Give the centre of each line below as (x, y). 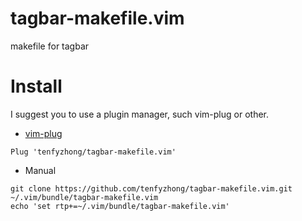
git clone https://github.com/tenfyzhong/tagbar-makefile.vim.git (151, 188)
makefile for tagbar (50, 46)
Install (36, 86)
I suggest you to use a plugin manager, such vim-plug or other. (140, 114)
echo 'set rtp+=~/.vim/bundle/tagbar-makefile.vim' (120, 206)
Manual (40, 170)
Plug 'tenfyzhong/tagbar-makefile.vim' (93, 152)
